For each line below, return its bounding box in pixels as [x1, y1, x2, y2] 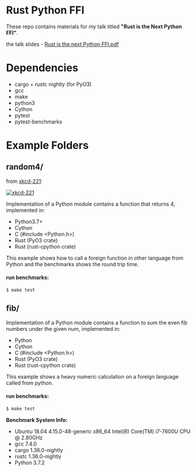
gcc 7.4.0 [14, 440, 37, 447]
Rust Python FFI [6, 4, 85, 17]
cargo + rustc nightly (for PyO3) [14, 81, 92, 88]
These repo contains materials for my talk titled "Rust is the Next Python [6, 23, 183, 30]
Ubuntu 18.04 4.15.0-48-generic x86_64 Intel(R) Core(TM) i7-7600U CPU [14, 427, 191, 435]
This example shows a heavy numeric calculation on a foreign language [6, 373, 179, 380]
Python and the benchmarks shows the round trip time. [6, 260, 139, 267]
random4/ [6, 162, 44, 172]
